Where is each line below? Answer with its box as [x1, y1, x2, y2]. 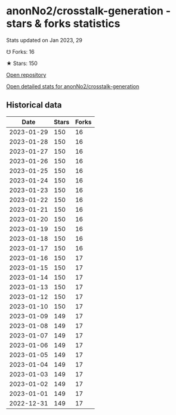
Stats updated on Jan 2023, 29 [6, 36, 82, 44]
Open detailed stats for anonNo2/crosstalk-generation [6, 82, 140, 90]
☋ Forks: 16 [6, 48, 35, 55]
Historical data [6, 100, 62, 110]
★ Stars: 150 [6, 60, 38, 67]
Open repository [6, 71, 47, 78]
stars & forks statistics [6, 17, 121, 30]
